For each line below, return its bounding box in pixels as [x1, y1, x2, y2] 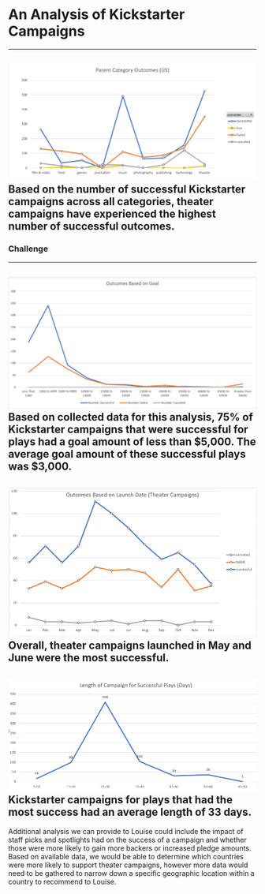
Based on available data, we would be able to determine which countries [8, 851, 244, 861]
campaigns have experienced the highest [8, 208, 217, 221]
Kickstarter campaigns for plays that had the [8, 793, 233, 806]
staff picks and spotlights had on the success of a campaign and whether [8, 835, 247, 844]
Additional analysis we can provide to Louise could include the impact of [8, 826, 244, 836]
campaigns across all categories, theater [8, 195, 214, 208]
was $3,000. [8, 460, 73, 473]
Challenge [8, 243, 49, 254]
